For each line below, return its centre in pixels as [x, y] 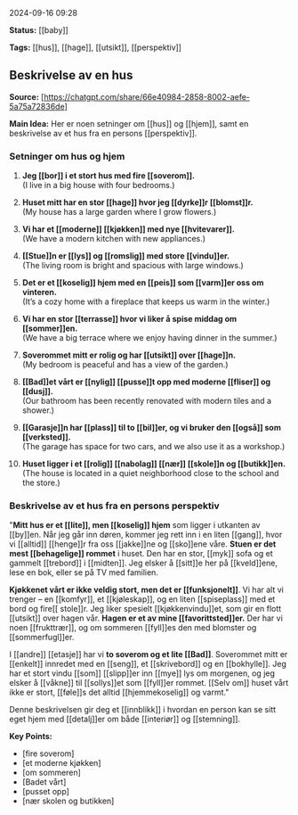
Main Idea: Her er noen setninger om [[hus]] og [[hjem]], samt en [129, 123]
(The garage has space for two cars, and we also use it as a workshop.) [153, 447]
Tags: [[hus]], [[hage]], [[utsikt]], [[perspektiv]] [96, 47]
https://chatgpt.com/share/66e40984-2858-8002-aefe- [147, 96]
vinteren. [40, 292]
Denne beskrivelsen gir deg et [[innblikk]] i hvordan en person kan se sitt [143, 710]
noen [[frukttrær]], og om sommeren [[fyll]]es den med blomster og [133, 628]
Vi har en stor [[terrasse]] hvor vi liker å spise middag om [129, 319]
